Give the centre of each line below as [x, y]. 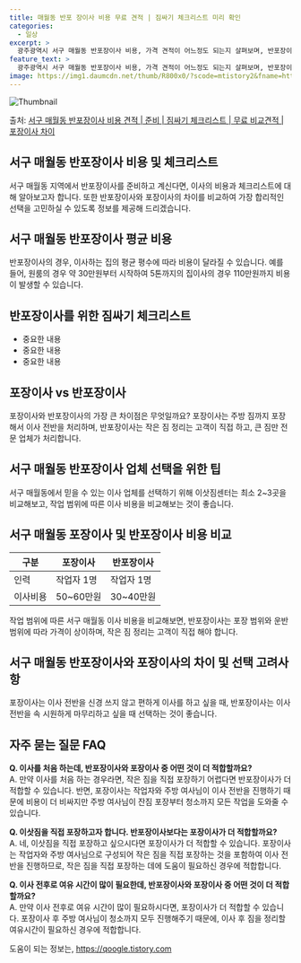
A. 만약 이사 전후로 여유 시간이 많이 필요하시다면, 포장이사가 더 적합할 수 [135, 907]
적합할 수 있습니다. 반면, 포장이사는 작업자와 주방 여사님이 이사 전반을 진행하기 [146, 791]
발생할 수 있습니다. [51, 285]
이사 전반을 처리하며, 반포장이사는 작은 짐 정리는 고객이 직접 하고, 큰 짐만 [152, 427]
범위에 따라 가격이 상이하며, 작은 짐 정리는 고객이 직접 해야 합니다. [124, 631]
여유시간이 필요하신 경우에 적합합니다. [75, 930]
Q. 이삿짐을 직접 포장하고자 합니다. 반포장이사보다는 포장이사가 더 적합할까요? [143, 832]
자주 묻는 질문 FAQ [58, 744]
